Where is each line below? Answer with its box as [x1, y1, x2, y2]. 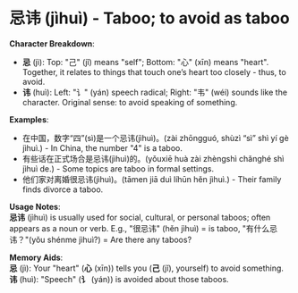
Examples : [9, 113, 49, 125]
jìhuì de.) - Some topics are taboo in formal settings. [21, 163, 215, 174]
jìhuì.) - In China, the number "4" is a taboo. [21, 142, 183, 153]
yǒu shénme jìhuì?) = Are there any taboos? [30, 234, 192, 245]
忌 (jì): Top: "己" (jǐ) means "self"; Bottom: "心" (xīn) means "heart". [21, 56, 269, 67]
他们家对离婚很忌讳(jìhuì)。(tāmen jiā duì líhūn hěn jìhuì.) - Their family [21, 173, 282, 184]
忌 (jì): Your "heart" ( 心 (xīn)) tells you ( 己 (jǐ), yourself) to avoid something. [9, 263, 285, 273]
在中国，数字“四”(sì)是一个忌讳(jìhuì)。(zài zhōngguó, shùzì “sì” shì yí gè [21, 132, 289, 143]
